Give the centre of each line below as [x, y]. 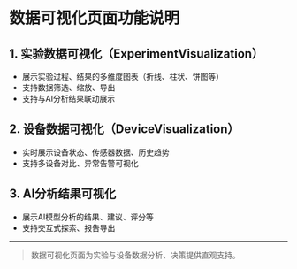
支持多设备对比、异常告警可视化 [80, 163]
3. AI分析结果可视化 [63, 194]
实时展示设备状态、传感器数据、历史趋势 [95, 152]
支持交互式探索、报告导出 [69, 227]
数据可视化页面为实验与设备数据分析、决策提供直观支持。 [135, 255]
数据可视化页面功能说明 [95, 18]
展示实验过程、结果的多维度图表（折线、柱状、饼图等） [122, 77]
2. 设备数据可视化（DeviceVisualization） [125, 129]
